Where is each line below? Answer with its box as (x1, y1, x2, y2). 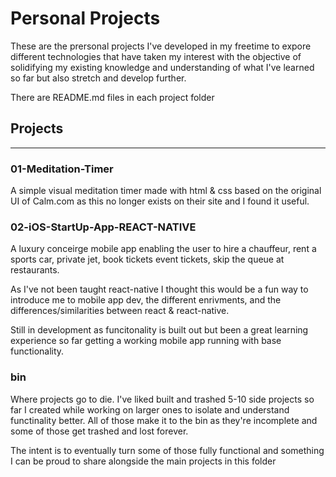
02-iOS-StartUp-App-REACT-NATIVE (10, 220, 197, 234)
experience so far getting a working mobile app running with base (10, 335, 282, 347)
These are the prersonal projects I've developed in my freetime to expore (10, 40, 312, 52)
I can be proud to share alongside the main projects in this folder (10, 455, 277, 467)
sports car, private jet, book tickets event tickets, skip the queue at (10, 253, 285, 266)
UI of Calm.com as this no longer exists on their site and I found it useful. (10, 195, 310, 207)
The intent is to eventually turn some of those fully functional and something (10, 444, 325, 456)
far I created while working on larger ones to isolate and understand (10, 403, 290, 416)
